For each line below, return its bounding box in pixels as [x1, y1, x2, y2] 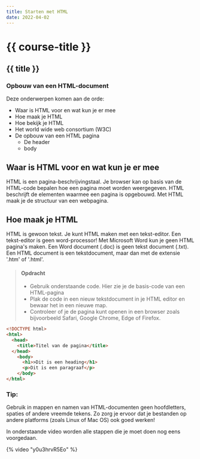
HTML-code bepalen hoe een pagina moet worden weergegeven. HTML [6, 185, 184, 192]
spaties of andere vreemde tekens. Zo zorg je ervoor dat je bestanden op [6, 410, 187, 417]
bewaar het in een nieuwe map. [29, 302, 108, 309]
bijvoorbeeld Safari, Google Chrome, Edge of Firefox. [29, 314, 161, 322]
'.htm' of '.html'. [6, 256, 44, 263]
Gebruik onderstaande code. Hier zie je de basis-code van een [29, 283, 186, 290]
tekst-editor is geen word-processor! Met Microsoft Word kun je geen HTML [6, 237, 195, 244]
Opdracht [20, 270, 46, 277]
